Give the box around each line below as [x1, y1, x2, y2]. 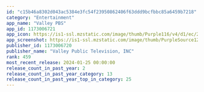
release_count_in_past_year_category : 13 [6, 71, 113, 77]
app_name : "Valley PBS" [6, 20, 67, 26]
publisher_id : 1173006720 [6, 43, 72, 49]
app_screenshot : [6, 37, 47, 43]
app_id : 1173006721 [6, 25, 56, 32]
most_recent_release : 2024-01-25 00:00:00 [6, 59, 115, 65]
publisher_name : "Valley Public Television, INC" [6, 48, 135, 54]
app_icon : [6, 31, 32, 38]
